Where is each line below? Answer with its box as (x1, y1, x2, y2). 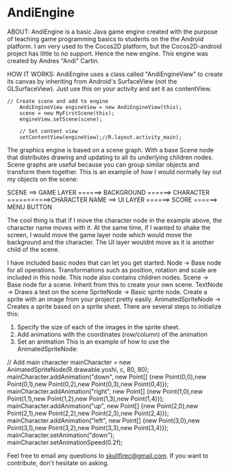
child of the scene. (7, 245, 60, 253)
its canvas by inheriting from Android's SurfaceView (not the (7, 77, 177, 85)
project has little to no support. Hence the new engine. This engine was (7, 49, 209, 58)
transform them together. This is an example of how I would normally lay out (7, 167, 222, 176)
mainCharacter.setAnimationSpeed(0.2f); (7, 438, 123, 447)
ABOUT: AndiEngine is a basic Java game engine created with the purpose (7, 27, 218, 36)
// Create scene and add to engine (7, 97, 109, 104)
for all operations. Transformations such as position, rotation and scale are (7, 265, 217, 274)
